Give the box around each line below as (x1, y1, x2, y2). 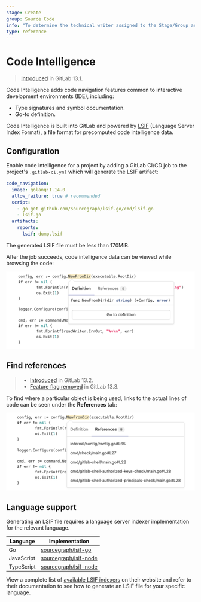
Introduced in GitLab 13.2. (29, 377, 94, 384)
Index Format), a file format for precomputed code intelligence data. (6, 129, 173, 136)
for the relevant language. (6, 524, 70, 531)
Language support (6, 502, 77, 512)
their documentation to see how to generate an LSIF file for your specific (6, 583, 185, 590)
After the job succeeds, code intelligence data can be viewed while (6, 253, 172, 260)
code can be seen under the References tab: (6, 401, 118, 408)
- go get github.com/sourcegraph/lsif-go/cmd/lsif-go (17, 206, 154, 212)
